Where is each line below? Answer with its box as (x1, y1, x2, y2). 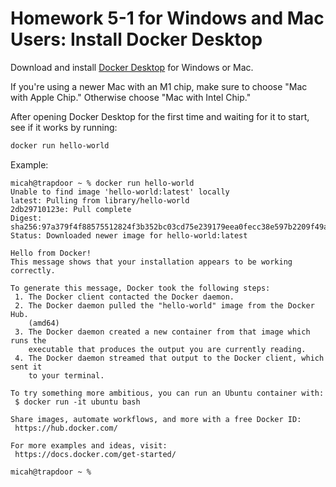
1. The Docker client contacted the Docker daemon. (14, 292, 235, 302)
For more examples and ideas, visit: (10, 440, 168, 451)
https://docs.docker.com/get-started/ (14, 449, 177, 459)
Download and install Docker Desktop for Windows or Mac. (10, 61, 254, 73)
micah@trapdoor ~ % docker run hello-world (10, 178, 195, 188)
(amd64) (28, 318, 60, 328)
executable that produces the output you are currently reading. (28, 344, 307, 354)
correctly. (10, 265, 56, 276)
